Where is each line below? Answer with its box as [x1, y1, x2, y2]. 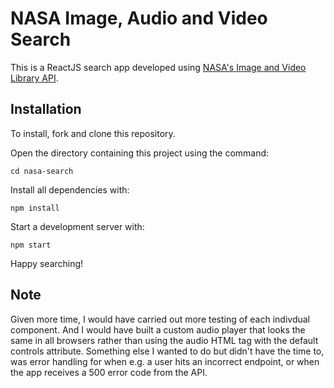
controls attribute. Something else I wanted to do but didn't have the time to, [10, 345, 325, 357]
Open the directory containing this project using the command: [10, 147, 270, 159]
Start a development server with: [10, 220, 145, 232]
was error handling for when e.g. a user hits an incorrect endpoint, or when [10, 355, 320, 367]
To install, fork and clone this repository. [10, 127, 176, 139]
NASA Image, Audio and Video [10, 7, 268, 30]
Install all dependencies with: [10, 183, 130, 196]
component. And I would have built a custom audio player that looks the [10, 323, 306, 336]
